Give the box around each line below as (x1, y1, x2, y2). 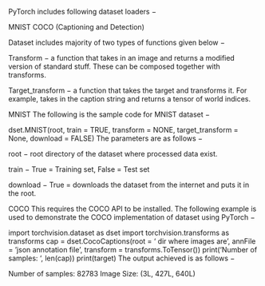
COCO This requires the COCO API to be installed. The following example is (8, 204, 257, 213)
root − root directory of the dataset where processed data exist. (8, 149, 218, 158)
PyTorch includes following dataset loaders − (8, 7, 157, 16)
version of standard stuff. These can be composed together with (8, 62, 221, 71)
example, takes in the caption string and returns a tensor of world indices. (8, 94, 251, 103)
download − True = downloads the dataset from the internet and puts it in (8, 180, 250, 189)
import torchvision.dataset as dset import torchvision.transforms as (8, 228, 230, 237)
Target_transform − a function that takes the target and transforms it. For (8, 85, 247, 95)
